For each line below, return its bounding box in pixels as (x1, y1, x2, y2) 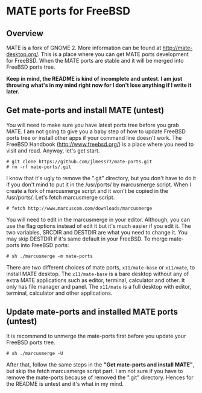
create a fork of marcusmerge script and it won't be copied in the (6, 187, 169, 194)
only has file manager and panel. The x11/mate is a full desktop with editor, (6, 283, 192, 290)
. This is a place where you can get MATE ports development (37, 51, 189, 58)
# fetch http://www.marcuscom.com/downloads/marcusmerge (6, 205, 153, 212)
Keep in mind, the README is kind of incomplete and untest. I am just (6, 75, 183, 82)
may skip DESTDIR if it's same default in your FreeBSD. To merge (6, 235, 168, 242)
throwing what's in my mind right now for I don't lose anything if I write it (6, 81, 192, 89)
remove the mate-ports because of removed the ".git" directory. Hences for (6, 374, 194, 381)
